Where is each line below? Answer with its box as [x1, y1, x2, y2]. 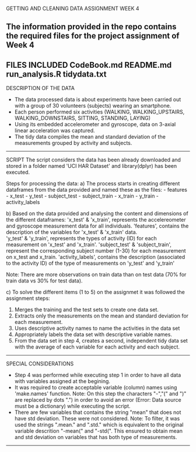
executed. [6, 169, 30, 176]
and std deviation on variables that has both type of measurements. [14, 434, 177, 441]
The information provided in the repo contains [6, 22, 177, 32]
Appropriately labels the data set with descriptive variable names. [14, 331, 172, 338]
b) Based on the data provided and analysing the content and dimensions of [6, 210, 188, 217]
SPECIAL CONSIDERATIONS [6, 360, 74, 367]
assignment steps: [6, 295, 51, 302]
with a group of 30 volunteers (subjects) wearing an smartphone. [14, 102, 171, 109]
